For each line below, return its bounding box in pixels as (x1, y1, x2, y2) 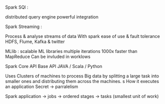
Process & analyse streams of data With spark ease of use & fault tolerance (5, 33, 161, 39)
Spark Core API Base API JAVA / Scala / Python (5, 63, 102, 69)
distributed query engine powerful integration (5, 14, 99, 19)
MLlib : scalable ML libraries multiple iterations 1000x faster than (5, 48, 138, 54)
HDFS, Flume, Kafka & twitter (5, 38, 65, 44)
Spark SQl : (5, 4, 28, 10)
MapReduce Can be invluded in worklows (5, 53, 91, 59)
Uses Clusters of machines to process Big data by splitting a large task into (5, 73, 160, 79)
